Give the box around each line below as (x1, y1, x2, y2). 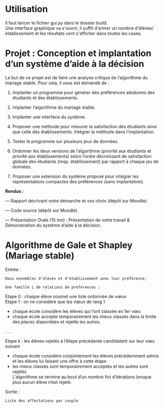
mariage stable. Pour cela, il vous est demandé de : (5, 80, 110, 86)
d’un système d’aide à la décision (5, 58, 144, 70)
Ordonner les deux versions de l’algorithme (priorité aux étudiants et (12, 148, 152, 154)
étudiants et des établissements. (12, 95, 79, 101)
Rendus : (5, 188, 24, 194)
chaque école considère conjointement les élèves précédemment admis (12, 353, 159, 358)
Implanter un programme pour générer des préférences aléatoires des (12, 89, 155, 95)
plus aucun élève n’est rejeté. (12, 379, 72, 385)
